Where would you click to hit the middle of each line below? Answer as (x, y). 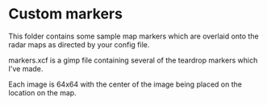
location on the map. (42, 92)
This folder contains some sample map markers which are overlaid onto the (134, 36)
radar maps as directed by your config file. (79, 44)
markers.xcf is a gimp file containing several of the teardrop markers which (133, 60)
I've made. (26, 68)
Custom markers (66, 14)
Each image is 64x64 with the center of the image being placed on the (125, 84)
